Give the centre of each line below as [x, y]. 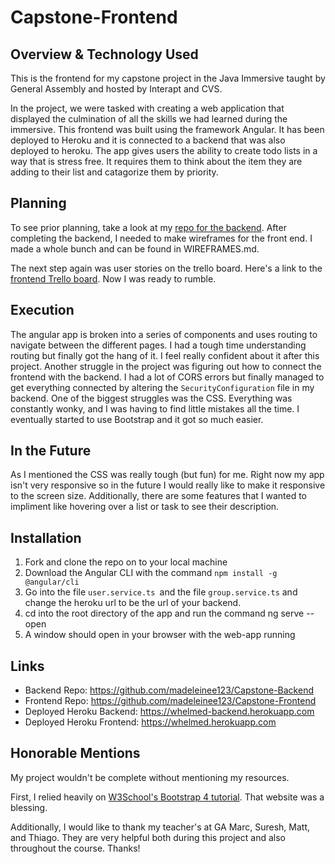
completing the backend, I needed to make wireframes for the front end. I [161, 238]
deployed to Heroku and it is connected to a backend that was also [148, 140]
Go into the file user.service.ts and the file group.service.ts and [161, 592]
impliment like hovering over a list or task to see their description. [145, 507]
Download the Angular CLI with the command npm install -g [151, 573]
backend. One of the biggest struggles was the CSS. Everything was [151, 398]
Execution [42, 310]
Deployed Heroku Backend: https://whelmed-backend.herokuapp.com [169, 712]
